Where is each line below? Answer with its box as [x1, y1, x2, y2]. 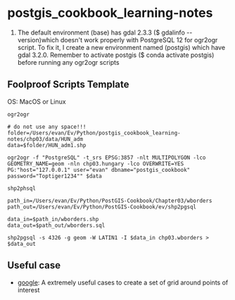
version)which [17, 35, 59, 44]
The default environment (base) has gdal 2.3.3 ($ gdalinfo [17, 28, 185, 37]
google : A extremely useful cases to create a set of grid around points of [17, 278, 229, 287]
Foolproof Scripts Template [7, 79, 129, 91]
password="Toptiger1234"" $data [7, 173, 102, 180]
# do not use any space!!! [7, 123, 87, 130]
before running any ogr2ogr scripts [17, 58, 120, 66]
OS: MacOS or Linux [7, 97, 66, 106]
